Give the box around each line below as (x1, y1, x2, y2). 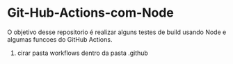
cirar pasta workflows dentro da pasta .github (17, 49, 148, 57)
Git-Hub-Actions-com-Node (7, 5, 174, 21)
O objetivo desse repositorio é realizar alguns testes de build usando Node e (7, 28, 227, 36)
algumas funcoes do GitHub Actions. (7, 35, 113, 43)
